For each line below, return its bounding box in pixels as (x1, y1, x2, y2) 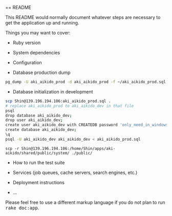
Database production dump (12, 69, 71, 75)
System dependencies (12, 50, 60, 55)
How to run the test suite (12, 159, 65, 166)
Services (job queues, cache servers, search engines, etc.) (12, 169, 138, 175)
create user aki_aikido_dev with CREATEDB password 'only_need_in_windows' (5, 123, 170, 128)
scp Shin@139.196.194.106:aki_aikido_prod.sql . (5, 99, 111, 104)
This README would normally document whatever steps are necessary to (5, 14, 161, 20)
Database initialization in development (12, 88, 93, 94)
